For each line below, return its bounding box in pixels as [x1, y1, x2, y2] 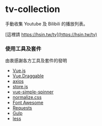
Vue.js [12, 68, 26, 74]
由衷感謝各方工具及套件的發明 [5, 58, 67, 64]
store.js [12, 84, 29, 90]
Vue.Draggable [12, 73, 44, 79]
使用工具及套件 [5, 45, 42, 52]
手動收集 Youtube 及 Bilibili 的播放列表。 [5, 21, 88, 27]
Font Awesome [12, 99, 44, 106]
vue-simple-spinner [12, 89, 54, 95]
